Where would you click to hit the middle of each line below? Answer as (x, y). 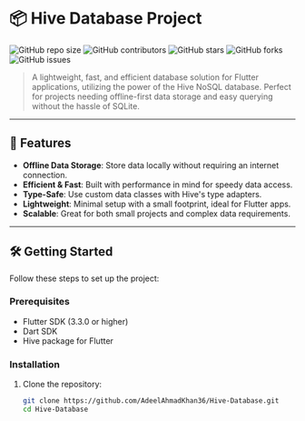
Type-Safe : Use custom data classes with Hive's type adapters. (142, 194)
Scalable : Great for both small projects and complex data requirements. (156, 213)
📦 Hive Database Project (106, 19)
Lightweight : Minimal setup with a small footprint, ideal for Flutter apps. (157, 204)
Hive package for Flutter (68, 341)
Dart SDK (40, 331)
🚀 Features (40, 143)
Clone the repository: (62, 385)
